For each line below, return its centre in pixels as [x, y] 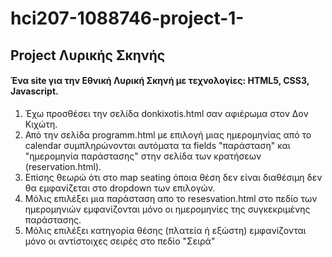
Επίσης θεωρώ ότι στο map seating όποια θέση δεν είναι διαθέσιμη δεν [173, 177]
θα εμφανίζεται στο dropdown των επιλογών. [120, 188]
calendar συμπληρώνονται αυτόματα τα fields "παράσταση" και [157, 145]
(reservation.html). [63, 166]
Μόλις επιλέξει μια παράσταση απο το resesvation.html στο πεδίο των [171, 198]
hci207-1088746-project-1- [127, 18]
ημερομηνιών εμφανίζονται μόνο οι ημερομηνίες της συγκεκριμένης [167, 209]
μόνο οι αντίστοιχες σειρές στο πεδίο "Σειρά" [120, 241]
